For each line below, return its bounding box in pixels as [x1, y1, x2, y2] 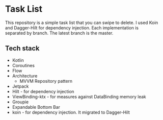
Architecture [12, 72, 38, 79]
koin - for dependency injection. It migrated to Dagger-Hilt [12, 109, 130, 115]
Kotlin [12, 57, 24, 63]
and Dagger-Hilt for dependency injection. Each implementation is [5, 24, 139, 30]
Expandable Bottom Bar [12, 104, 60, 110]
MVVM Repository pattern [19, 78, 73, 84]
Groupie [12, 99, 29, 105]
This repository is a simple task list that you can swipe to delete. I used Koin [5, 20, 159, 25]
